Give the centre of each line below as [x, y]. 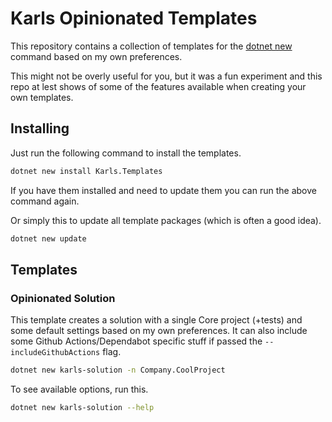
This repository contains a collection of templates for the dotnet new [151, 46]
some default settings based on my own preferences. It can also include [159, 331]
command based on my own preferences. [96, 56]
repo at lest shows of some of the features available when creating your [158, 86]
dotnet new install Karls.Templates [86, 171]
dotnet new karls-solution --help [82, 408]
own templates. [42, 97]
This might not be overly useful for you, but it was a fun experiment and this [166, 76]
